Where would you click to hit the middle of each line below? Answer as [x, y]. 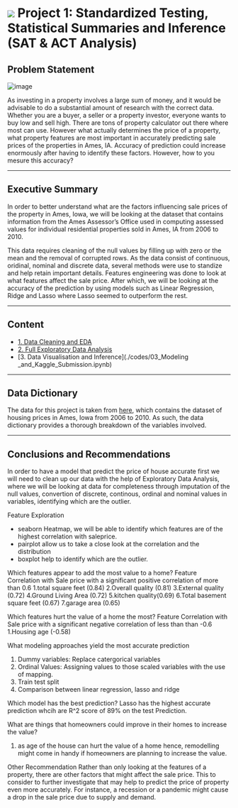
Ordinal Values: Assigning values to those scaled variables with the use [121, 667]
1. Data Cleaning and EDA [55, 341]
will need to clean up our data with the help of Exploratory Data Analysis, [113, 479]
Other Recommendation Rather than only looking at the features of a [107, 767]
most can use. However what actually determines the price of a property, [114, 130]
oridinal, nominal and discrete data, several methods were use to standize [115, 265]
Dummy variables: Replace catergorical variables [89, 659]
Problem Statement [51, 69]
